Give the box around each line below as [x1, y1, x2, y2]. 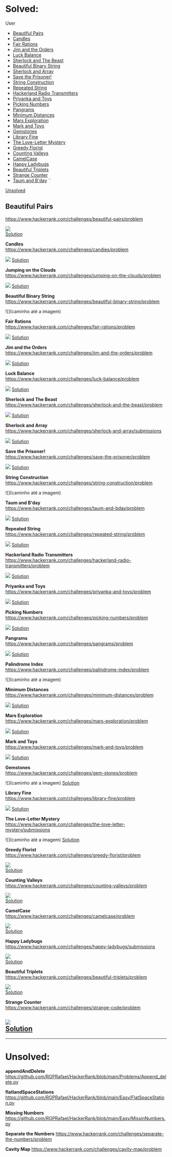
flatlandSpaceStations [5, 1089, 54, 1095]
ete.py [5, 1079, 19, 1085]
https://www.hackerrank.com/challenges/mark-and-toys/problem [5, 744, 143, 750]
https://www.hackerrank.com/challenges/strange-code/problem [5, 1004, 141, 1011]
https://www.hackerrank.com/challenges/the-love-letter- [5, 821, 125, 827]
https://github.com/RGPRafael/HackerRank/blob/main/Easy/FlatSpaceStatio [5, 1094, 165, 1101]
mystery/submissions [5, 826, 50, 832]
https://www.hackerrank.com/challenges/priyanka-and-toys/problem [5, 589, 152, 595]
